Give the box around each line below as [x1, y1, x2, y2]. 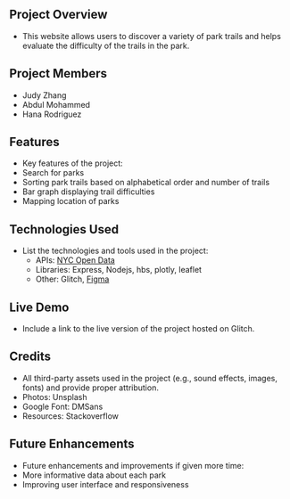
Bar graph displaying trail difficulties [21, 186, 155, 197]
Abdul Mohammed [21, 99, 91, 110]
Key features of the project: [21, 158, 123, 168]
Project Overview [9, 7, 108, 22]
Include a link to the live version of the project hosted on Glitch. [21, 323, 255, 334]
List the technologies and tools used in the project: [21, 245, 209, 257]
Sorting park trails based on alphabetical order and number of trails [21, 177, 270, 188]
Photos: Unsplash [21, 391, 87, 402]
